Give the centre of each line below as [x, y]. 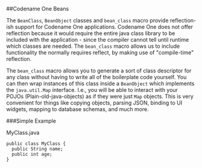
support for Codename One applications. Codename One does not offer [104, 27]
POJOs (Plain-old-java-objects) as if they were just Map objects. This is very [100, 96]
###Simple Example [31, 121]
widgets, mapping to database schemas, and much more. [77, 109]
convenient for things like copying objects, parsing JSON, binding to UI [94, 103]
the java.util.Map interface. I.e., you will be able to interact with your [92, 90]
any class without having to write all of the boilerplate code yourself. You [96, 77]
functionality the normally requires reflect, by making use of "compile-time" [100, 53]
